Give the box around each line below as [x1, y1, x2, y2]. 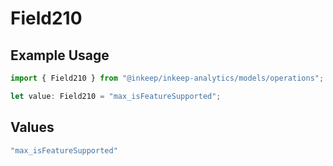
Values [10, 119, 55, 136]
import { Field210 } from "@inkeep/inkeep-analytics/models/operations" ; [10, 73, 325, 83]
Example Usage [10, 47, 110, 64]
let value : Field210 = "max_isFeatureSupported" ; [10, 91, 222, 101]
